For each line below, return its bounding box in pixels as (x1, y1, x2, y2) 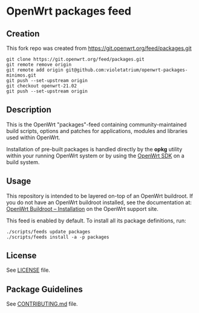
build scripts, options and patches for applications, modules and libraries (6, 127, 188, 134)
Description (6, 105, 51, 115)
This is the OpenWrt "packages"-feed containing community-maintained (6, 120, 187, 128)
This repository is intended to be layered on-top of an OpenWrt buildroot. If (6, 192, 194, 199)
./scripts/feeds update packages (6, 229, 91, 235)
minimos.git (6, 72, 36, 78)
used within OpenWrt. (6, 134, 60, 141)
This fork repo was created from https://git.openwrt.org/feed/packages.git (6, 44, 192, 52)
